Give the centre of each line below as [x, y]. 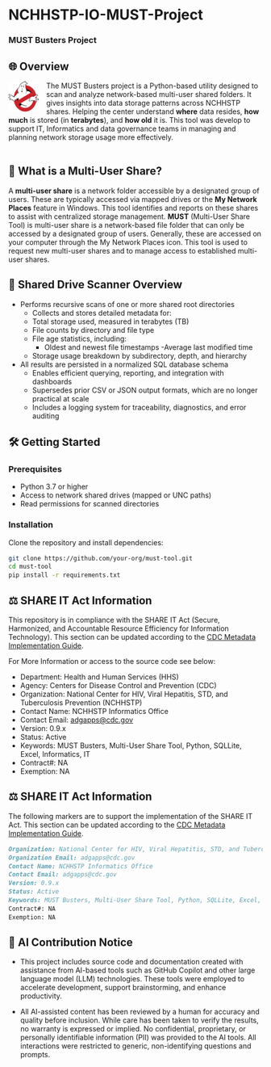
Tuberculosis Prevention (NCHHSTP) [81, 702]
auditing [46, 416]
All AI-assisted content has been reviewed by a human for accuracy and [140, 1012]
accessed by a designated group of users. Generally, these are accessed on [135, 233]
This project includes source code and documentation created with [131, 962]
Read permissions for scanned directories [90, 504]
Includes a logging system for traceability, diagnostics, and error [139, 407]
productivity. [41, 996]
